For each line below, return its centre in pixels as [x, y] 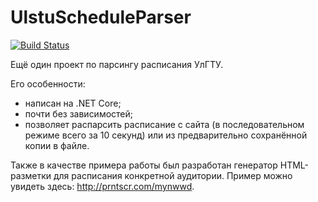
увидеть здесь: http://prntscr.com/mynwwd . [102, 186]
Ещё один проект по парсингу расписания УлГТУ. [117, 64]
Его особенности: [48, 83]
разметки [31, 175]
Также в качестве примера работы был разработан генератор [144, 165]
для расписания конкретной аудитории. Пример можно [173, 175]
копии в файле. [57, 145]
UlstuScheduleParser [101, 17]
